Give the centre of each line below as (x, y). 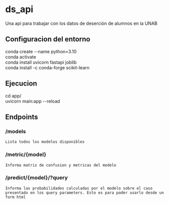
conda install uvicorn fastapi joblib (41, 62)
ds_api (19, 9)
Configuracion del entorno (48, 39)
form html (16, 197)
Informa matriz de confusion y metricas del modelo (61, 165)
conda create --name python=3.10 (41, 51)
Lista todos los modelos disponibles (45, 142)
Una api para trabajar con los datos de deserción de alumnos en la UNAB (81, 23)
